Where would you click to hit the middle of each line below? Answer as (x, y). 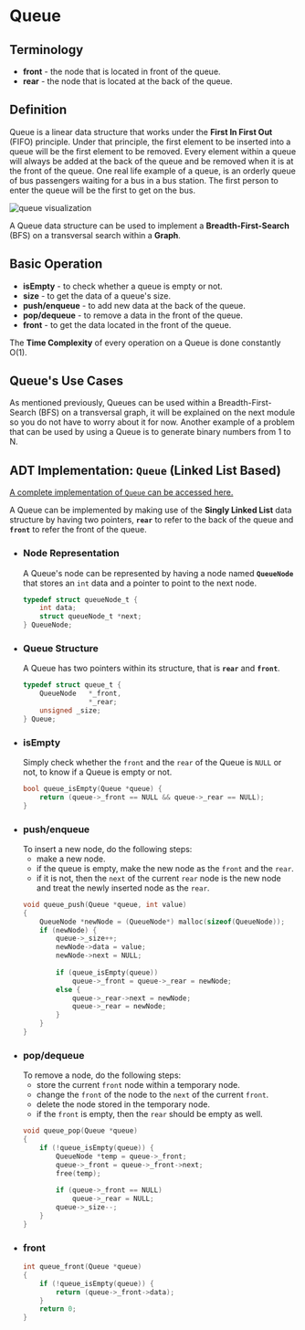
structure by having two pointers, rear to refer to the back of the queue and (152, 520)
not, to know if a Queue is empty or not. (97, 772)
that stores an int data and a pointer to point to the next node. (140, 583)
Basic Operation (56, 264)
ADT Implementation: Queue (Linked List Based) (145, 470)
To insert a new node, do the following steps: (107, 849)
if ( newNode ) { (68, 930)
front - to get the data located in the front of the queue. (127, 324)
